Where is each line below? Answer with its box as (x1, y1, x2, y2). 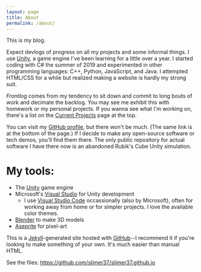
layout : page (6, 8, 39, 15)
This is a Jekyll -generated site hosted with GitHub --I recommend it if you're (6, 234, 195, 242)
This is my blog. (6, 37, 46, 44)
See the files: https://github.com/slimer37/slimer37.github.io (6, 259, 156, 267)
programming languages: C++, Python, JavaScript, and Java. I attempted (6, 68, 188, 75)
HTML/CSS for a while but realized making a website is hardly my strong (6, 74, 187, 82)
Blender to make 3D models (14, 216, 85, 224)
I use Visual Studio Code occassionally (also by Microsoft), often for (24, 197, 193, 204)
